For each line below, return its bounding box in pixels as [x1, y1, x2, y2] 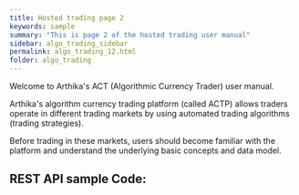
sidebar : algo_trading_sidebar [9, 38, 129, 48]
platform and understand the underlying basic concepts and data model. [9, 145, 282, 156]
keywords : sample [9, 22, 76, 31]
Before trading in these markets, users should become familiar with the [9, 136, 276, 146]
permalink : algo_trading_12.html [9, 47, 137, 56]
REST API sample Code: [9, 171, 147, 187]
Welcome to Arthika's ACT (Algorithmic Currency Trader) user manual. [9, 81, 274, 91]
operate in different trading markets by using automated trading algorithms [9, 108, 290, 118]
